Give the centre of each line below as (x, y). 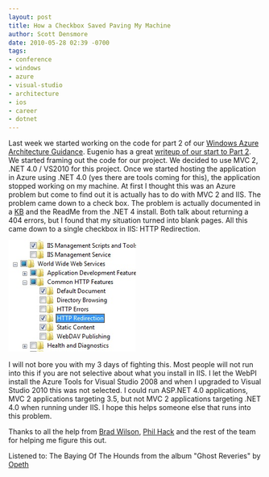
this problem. (30, 416)
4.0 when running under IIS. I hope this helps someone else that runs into (130, 408)
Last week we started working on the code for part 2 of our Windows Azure (134, 143)
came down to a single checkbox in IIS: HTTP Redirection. (105, 229)
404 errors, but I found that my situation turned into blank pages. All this (128, 220)
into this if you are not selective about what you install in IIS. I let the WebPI (133, 373)
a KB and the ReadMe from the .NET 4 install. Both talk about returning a (128, 212)
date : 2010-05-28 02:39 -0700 (59, 43)
